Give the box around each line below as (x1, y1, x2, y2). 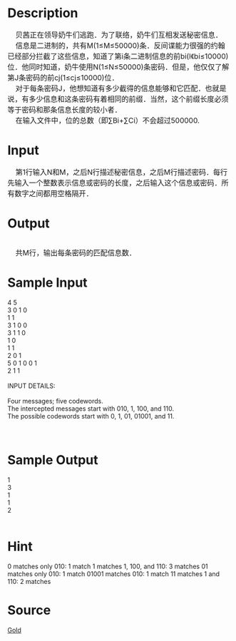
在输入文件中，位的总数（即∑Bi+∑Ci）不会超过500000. (15, 116, 200, 125)
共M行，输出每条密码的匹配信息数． (15, 247, 137, 257)
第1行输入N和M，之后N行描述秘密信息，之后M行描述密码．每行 (15, 167, 228, 177)
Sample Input (7, 275, 88, 290)
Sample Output (7, 451, 98, 468)
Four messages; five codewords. (7, 396, 103, 405)
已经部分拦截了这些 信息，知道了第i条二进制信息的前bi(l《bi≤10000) (7, 51, 229, 61)
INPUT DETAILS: (7, 381, 56, 390)
